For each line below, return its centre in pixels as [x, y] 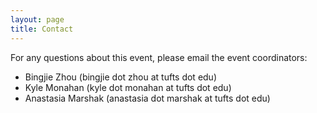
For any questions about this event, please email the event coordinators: [159, 57]
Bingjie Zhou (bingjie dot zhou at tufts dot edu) [121, 77]
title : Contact [42, 29]
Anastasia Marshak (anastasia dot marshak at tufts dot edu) [147, 98]
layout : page [37, 19]
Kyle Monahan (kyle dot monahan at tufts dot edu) [128, 87]
